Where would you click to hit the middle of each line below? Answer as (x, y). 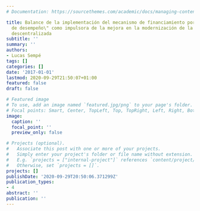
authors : (17, 50)
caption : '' (26, 122)
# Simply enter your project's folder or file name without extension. (100, 155)
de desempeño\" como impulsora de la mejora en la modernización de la (102, 28)
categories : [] (25, 67)
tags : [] (17, 61)
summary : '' (21, 45)
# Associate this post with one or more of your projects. (84, 149)
